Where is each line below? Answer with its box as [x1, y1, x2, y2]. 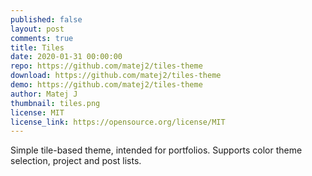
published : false [10, 14, 83, 25]
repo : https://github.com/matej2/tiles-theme [10, 61, 203, 71]
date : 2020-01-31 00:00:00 [10, 52, 123, 62]
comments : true [10, 33, 74, 43]
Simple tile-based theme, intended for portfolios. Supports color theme [10, 144, 303, 156]
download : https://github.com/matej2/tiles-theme [10, 71, 222, 81]
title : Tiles [10, 42, 65, 53]
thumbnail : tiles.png [10, 98, 101, 108]
